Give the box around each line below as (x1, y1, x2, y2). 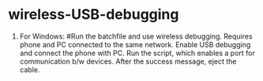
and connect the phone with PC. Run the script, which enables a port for (19, 48, 255, 57)
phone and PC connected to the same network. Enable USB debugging (19, 39, 251, 49)
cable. (19, 64, 40, 74)
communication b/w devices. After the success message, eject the (19, 57, 237, 66)
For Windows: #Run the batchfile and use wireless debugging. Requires (19, 31, 253, 41)
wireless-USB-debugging (8, 6, 179, 24)
